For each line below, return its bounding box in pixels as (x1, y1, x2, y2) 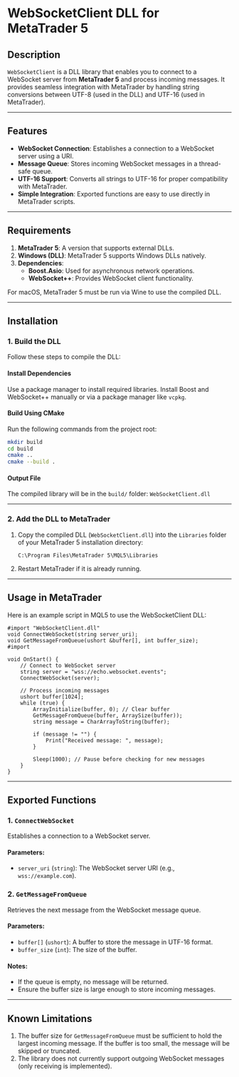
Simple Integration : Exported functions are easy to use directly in (17, 189, 211, 198)
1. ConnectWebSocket (7, 815, 75, 825)
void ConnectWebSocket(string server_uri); (7, 630, 139, 638)
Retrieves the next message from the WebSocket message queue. (7, 905, 201, 914)
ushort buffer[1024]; (20, 693, 84, 700)
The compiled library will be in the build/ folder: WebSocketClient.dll (7, 490, 211, 498)
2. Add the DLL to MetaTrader (7, 514, 111, 524)
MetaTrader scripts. (17, 197, 76, 206)
